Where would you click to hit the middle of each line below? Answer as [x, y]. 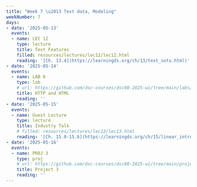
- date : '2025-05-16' [33, 142]
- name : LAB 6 [28, 77]
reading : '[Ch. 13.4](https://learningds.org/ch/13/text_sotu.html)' [103, 60]
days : [13, 22]
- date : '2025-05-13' [33, 28]
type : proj [30, 159]
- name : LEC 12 [30, 39]
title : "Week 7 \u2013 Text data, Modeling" [61, 11]
